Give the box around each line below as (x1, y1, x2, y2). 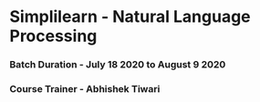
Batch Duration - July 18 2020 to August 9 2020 (9, 58, 226, 71)
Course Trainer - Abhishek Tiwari (9, 83, 161, 96)
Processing (9, 25, 98, 46)
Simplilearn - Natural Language (9, 6, 251, 27)
